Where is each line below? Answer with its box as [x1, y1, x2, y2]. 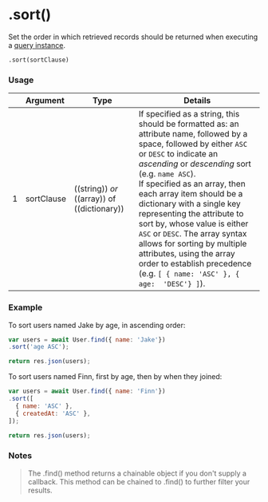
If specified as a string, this [138, 109, 240, 120]
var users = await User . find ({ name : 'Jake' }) [8, 335, 166, 344]
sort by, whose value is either [138, 218, 249, 229]
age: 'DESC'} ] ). [138, 278, 206, 289]
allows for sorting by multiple [138, 238, 247, 249]
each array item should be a [138, 188, 243, 200]
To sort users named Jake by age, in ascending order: [8, 320, 186, 330]
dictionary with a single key [138, 198, 241, 209]
